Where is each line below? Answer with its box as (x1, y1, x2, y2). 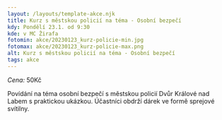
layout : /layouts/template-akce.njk (7, 10, 115, 18)
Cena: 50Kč (7, 76, 42, 84)
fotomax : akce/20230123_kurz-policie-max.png (7, 43, 144, 50)
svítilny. (7, 104, 30, 113)
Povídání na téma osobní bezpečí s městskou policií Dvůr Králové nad (7, 89, 210, 97)
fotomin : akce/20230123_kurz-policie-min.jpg (7, 37, 144, 44)
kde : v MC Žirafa (7, 30, 59, 37)
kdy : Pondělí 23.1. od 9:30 (7, 23, 90, 30)
